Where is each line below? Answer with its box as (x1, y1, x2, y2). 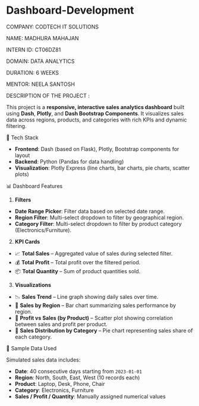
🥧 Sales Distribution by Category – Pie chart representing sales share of (14, 327, 193, 334)
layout (14, 152, 30, 159)
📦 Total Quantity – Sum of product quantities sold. (14, 267, 141, 274)
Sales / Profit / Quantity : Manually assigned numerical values (14, 392, 166, 400)
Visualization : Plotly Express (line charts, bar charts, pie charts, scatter (14, 164, 190, 171)
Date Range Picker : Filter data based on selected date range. (14, 207, 165, 215)
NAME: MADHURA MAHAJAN (6, 34, 79, 41)
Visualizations (14, 281, 52, 288)
